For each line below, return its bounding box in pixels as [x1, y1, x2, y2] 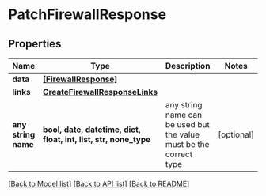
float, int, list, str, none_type [42, 134, 151, 145]
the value [165, 129, 200, 140]
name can [165, 109, 203, 120]
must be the [165, 139, 210, 149]
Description [165, 61, 211, 71]
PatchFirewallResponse [8, 6, 167, 24]
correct [165, 149, 192, 160]
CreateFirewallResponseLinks [42, 87, 158, 97]
